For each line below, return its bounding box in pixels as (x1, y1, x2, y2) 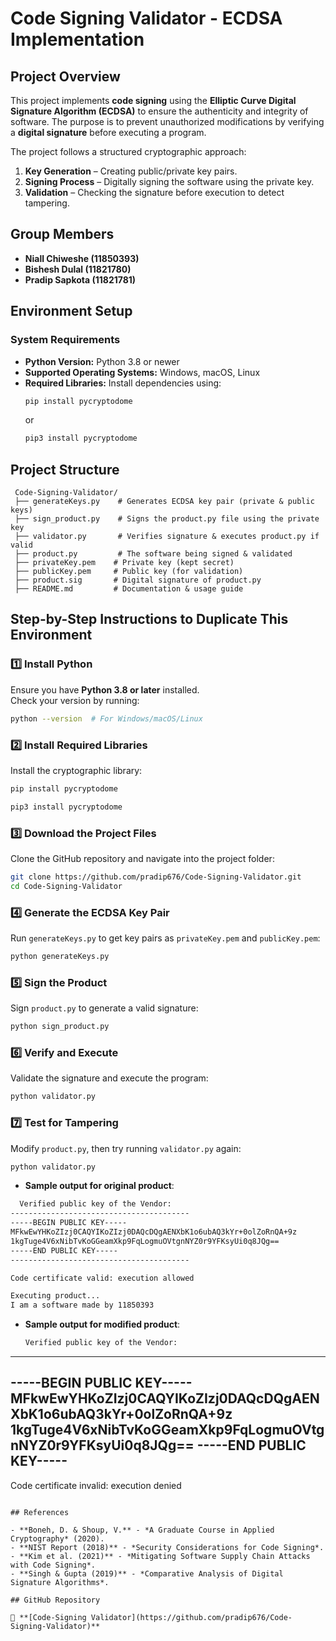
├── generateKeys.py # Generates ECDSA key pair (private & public (14, 497, 315, 507)
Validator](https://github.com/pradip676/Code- (90, 1612, 293, 1622)
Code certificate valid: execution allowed (10, 1273, 195, 1283)
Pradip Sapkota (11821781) (24, 273, 137, 286)
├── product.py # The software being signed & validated (14, 549, 293, 559)
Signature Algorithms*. (10, 1577, 110, 1587)
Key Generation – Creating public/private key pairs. (24, 165, 238, 177)
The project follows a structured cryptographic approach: (10, 146, 247, 157)
